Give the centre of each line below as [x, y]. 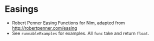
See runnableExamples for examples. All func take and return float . [80, 33]
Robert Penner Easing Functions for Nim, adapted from [68, 23]
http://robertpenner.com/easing [44, 28]
